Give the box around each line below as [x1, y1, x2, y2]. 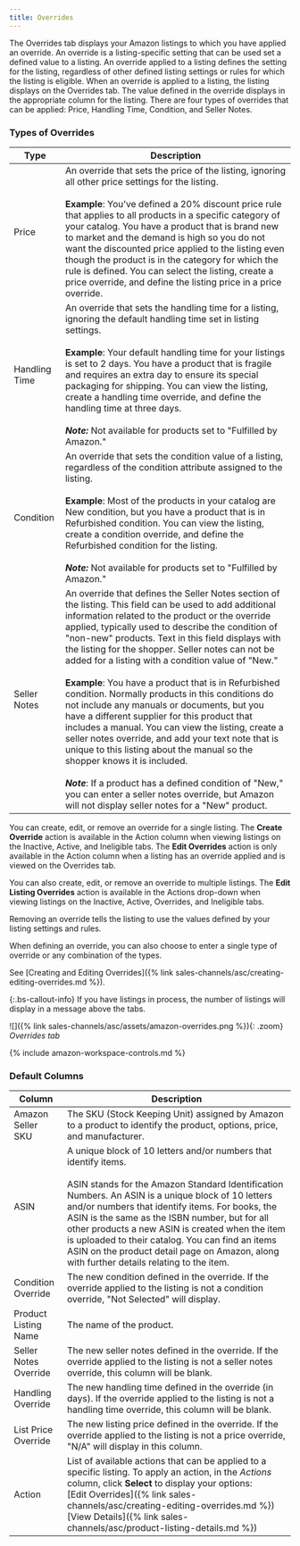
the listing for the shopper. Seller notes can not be [65, 643, 275, 655]
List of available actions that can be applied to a [66, 1455, 267, 1467]
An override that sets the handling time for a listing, [65, 301, 279, 313]
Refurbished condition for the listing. [65, 539, 219, 552]
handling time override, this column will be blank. [66, 1403, 272, 1416]
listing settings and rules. [9, 923, 102, 934]
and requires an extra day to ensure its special [65, 368, 259, 380]
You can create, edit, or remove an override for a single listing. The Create [9, 822, 283, 833]
